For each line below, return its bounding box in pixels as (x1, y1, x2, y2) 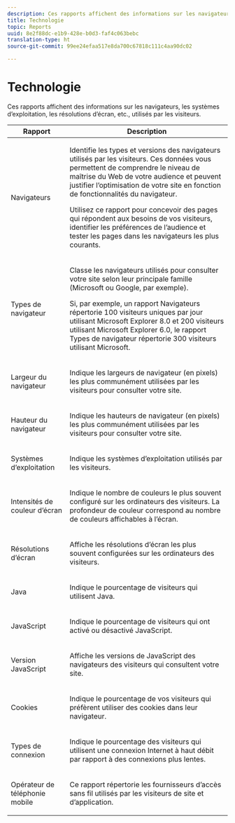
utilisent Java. (69, 591, 115, 601)
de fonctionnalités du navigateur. (69, 189, 178, 198)
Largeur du (10, 372, 47, 382)
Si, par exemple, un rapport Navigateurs (69, 299, 201, 308)
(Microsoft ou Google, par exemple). (69, 283, 189, 292)
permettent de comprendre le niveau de (69, 163, 201, 172)
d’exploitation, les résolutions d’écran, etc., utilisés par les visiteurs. (7, 109, 201, 118)
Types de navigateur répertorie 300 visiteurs (69, 334, 217, 344)
